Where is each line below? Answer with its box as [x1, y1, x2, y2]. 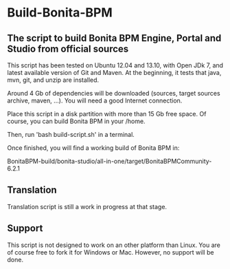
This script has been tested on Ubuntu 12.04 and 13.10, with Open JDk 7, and [7, 61, 224, 69]
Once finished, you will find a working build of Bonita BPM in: [7, 144, 180, 152]
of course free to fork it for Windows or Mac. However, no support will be [7, 248, 214, 256]
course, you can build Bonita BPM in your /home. [7, 117, 146, 125]
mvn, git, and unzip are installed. [7, 76, 100, 84]
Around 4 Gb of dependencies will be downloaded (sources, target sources [7, 89, 221, 97]
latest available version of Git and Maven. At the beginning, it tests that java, [7, 69, 222, 76]
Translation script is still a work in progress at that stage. [7, 202, 167, 211]
